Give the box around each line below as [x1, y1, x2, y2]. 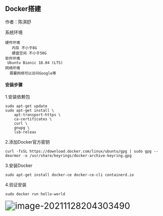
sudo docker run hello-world [5, 192, 65, 197]
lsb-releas [14, 130, 37, 135]
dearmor [5, 153, 21, 159]
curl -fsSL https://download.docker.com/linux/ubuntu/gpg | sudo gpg [5, 149, 152, 154]
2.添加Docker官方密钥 [5, 139, 50, 145]
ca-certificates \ [14, 117, 52, 122]
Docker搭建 [5, 4, 41, 13]
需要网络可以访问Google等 [9, 71, 56, 76]
